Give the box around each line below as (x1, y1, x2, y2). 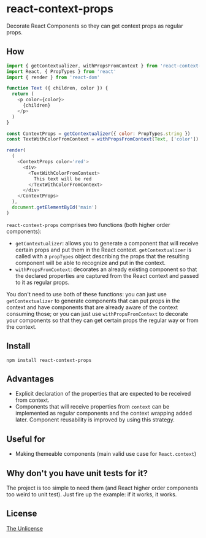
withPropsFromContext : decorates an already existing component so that (15, 266, 197, 273)
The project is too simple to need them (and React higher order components (6, 484, 199, 491)
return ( (12, 91, 34, 97)
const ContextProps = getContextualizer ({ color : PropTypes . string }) (6, 131, 191, 137)
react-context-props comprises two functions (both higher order (6, 221, 170, 228)
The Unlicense (6, 525, 43, 532)
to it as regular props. (15, 279, 70, 286)
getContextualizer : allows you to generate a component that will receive (15, 239, 199, 247)
